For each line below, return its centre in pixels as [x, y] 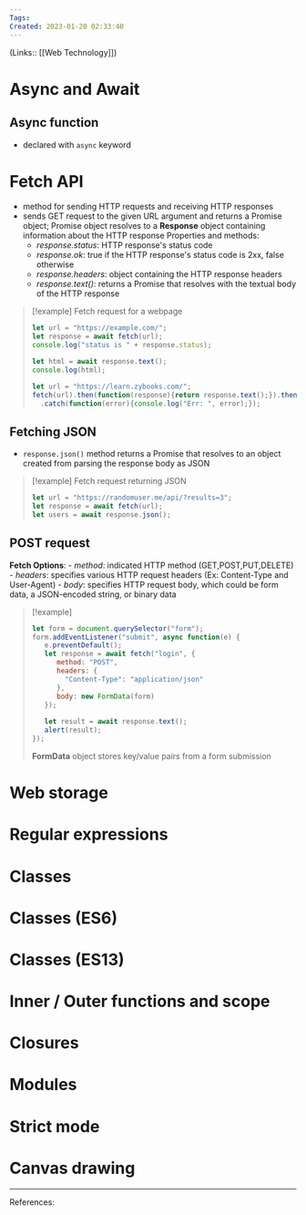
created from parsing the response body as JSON [116, 463]
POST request [50, 543]
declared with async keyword [77, 144]
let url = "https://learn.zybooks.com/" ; [112, 386]
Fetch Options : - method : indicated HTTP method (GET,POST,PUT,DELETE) [152, 565]
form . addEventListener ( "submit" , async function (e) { [136, 637]
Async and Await [75, 89]
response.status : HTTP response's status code [124, 245]
